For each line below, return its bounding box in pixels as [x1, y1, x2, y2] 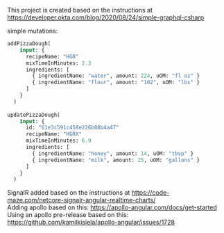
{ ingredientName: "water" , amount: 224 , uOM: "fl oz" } [32, 72, 200, 79]
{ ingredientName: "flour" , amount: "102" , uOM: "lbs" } [32, 79, 200, 86]
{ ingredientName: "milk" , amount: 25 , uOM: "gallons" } [32, 156, 200, 163]
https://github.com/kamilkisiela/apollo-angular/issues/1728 [7, 218, 175, 227]
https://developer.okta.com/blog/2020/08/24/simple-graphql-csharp [7, 13, 205, 22]
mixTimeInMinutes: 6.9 [25, 137, 92, 145]
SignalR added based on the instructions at [7, 188, 130, 197]
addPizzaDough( [7, 40, 51, 47]
